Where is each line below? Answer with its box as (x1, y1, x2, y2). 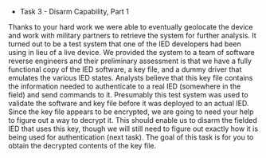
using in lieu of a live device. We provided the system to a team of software (8, 48, 255, 57)
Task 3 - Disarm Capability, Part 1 (19, 7, 130, 16)
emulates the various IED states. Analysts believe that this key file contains (8, 73, 253, 82)
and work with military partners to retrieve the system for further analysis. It (8, 31, 256, 40)
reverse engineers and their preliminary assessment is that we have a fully (8, 56, 252, 65)
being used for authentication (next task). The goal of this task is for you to (8, 132, 254, 142)
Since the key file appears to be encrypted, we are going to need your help (8, 107, 254, 117)
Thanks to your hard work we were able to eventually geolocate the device (8, 22, 253, 31)
